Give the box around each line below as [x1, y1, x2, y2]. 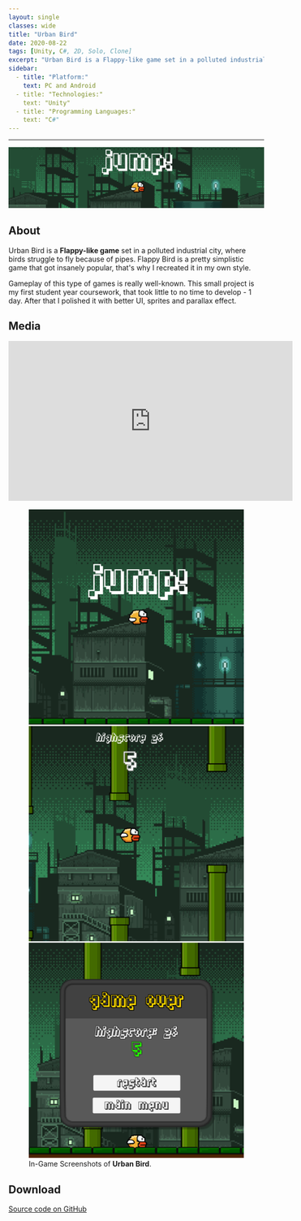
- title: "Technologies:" [15, 90, 104, 98]
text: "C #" [23, 116, 60, 124]
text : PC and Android [23, 81, 96, 89]
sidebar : [8, 65, 38, 73]
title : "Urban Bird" [8, 30, 79, 38]
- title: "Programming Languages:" [15, 107, 136, 115]
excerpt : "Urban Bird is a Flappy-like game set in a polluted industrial [8, 56, 267, 64]
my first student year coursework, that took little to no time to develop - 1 [8, 287, 252, 296]
